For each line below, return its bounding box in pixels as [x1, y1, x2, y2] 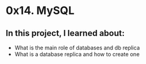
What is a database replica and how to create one [14, 51, 140, 58]
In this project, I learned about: [5, 28, 125, 38]
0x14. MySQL [5, 4, 75, 18]
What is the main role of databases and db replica [14, 44, 140, 51]
